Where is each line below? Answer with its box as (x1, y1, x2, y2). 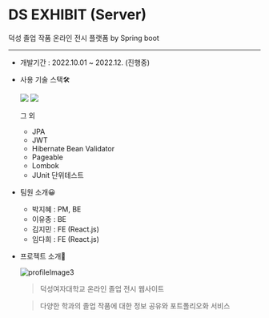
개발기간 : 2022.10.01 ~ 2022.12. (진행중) (19, 58, 151, 67)
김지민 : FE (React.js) (31, 224, 100, 234)
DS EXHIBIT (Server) (8, 6, 147, 24)
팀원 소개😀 (19, 187, 56, 197)
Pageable (31, 152, 64, 162)
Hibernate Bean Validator (31, 143, 114, 153)
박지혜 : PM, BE (31, 204, 82, 214)
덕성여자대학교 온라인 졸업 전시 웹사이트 (39, 284, 165, 293)
